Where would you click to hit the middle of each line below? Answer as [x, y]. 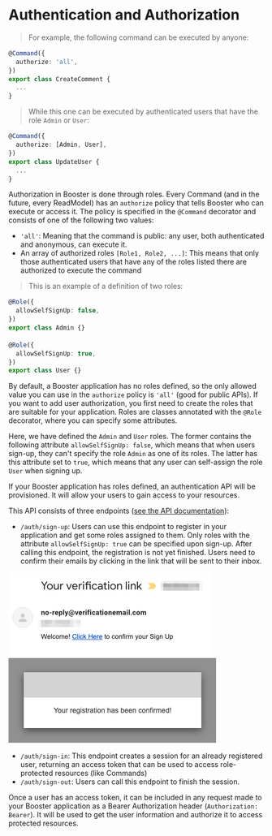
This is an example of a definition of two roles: [106, 287]
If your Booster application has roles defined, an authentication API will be [132, 487]
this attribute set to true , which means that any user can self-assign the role [136, 462]
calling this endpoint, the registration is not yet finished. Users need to [138, 553]
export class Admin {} [47, 328]
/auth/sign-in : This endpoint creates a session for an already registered [141, 756]
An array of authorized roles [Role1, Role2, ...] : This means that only [140, 253]
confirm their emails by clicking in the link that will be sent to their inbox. [141, 561]
